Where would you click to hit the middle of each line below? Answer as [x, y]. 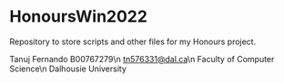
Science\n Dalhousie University [68, 69]
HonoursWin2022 [79, 17]
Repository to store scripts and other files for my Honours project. [133, 41]
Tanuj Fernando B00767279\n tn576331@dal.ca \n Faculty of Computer [142, 59]
